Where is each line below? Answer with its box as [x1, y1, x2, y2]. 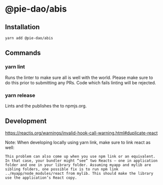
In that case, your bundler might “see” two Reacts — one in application [5, 158, 158, 163]
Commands [5, 49, 41, 57]
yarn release [5, 92, 36, 98]
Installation [5, 23, 40, 31]
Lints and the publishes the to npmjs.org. [5, 103, 87, 109]
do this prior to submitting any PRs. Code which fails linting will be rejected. [5, 79, 157, 86]
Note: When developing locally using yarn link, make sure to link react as [5, 139, 151, 145]
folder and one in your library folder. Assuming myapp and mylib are [5, 162, 151, 167]
